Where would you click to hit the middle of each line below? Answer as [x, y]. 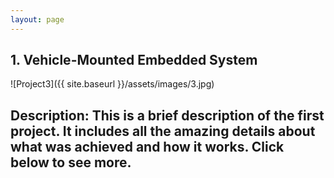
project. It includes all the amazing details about [163, 131]
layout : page [37, 19]
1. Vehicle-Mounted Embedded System [134, 60]
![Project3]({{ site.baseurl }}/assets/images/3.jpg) [112, 84]
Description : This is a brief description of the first [167, 115]
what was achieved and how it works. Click [147, 146]
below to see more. [71, 162]
